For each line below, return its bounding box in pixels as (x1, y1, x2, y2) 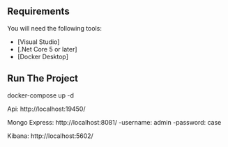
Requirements (7, 6, 70, 17)
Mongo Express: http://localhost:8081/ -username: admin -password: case (7, 118, 222, 126)
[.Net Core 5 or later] (17, 45, 78, 53)
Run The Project (7, 72, 79, 84)
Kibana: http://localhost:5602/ (7, 132, 94, 140)
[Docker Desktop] (17, 52, 68, 61)
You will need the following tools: (7, 24, 102, 32)
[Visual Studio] (17, 38, 60, 46)
